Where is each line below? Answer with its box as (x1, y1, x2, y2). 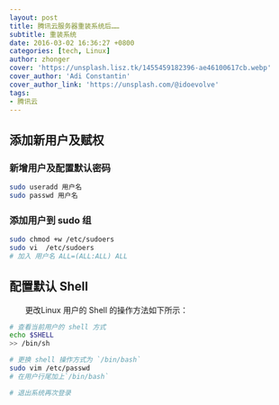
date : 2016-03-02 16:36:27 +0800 (9, 38, 135, 48)
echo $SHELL (9, 330, 54, 340)
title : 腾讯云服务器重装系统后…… (9, 22, 120, 31)
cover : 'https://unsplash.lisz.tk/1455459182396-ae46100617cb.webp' (9, 64, 272, 73)
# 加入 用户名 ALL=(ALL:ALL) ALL (9, 251, 128, 261)
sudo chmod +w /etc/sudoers (9, 235, 115, 244)
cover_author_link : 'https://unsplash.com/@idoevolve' (9, 80, 220, 89)
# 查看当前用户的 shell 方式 (9, 322, 106, 331)
